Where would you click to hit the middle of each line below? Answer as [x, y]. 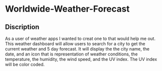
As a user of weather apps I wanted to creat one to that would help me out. [80, 38]
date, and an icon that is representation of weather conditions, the [71, 54]
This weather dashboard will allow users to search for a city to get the [75, 44]
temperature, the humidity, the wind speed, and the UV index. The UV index [81, 59]
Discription [22, 27]
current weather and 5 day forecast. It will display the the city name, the [77, 49]
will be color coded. [25, 64]
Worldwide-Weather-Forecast [67, 9]
